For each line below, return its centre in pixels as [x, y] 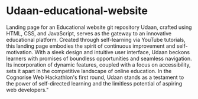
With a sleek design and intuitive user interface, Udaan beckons [112, 52]
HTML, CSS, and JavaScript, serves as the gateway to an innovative [89, 33]
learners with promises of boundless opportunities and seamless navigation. [99, 58]
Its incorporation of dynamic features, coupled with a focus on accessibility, [98, 65]
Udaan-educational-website [77, 11]
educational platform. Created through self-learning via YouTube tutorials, [96, 39]
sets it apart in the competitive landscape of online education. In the [89, 71]
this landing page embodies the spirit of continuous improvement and [91, 46]
